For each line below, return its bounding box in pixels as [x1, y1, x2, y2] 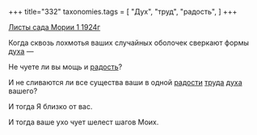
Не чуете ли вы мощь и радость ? [8, 62, 123, 72]
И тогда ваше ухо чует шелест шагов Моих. [8, 117, 159, 127]
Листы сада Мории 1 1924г [8, 22, 101, 31]
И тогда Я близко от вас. [8, 102, 93, 111]
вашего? [8, 86, 38, 96]
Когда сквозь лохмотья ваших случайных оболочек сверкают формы [8, 38, 249, 47]
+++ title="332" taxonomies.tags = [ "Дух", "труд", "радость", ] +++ [8, 7, 238, 16]
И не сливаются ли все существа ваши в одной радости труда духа [8, 78, 242, 87]
